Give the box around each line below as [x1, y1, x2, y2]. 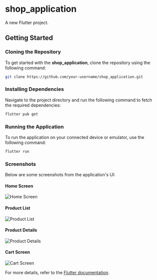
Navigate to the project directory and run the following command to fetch [5, 97, 153, 103]
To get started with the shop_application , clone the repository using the [5, 60, 151, 66]
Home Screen [5, 183, 33, 189]
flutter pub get [5, 112, 38, 117]
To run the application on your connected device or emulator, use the [5, 134, 145, 140]
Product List [5, 205, 30, 211]
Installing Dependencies [5, 86, 65, 93]
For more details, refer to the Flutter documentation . [5, 269, 110, 275]
